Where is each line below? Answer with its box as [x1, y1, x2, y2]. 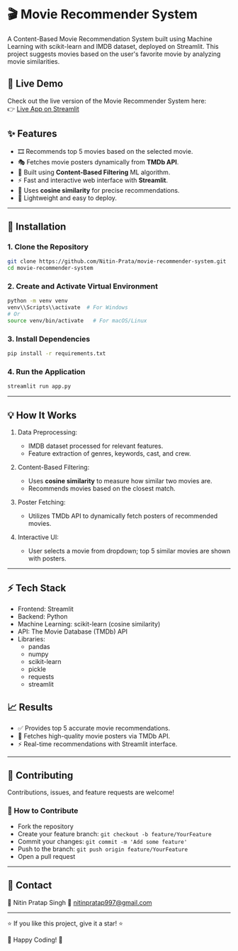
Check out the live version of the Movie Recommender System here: [7, 96, 207, 105]
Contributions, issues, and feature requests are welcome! [7, 788, 175, 797]
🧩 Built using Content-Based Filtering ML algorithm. [17, 168, 171, 176]
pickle [28, 665, 46, 673]
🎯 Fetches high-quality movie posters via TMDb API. [17, 731, 171, 740]
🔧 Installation [7, 220, 67, 232]
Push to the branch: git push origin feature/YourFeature [17, 845, 188, 853]
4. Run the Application [7, 366, 86, 376]
